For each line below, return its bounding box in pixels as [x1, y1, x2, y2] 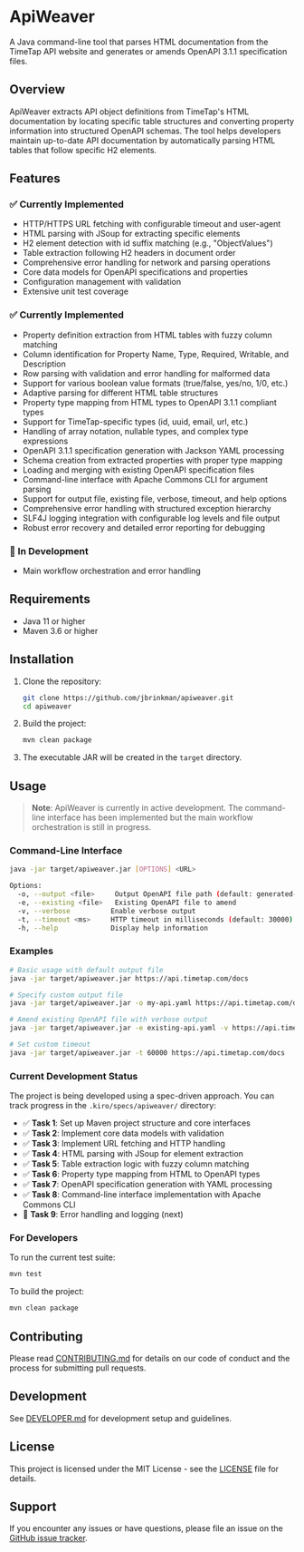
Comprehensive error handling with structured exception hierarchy [22, 503, 271, 513]
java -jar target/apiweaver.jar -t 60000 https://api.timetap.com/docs [9, 1048, 285, 1058]
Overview [9, 82, 66, 97]
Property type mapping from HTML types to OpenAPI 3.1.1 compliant [22, 396, 278, 407]
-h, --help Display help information [17, 923, 208, 932]
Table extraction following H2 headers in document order [22, 248, 236, 259]
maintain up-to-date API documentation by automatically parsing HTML [9, 134, 276, 146]
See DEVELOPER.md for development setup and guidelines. [9, 1412, 233, 1423]
